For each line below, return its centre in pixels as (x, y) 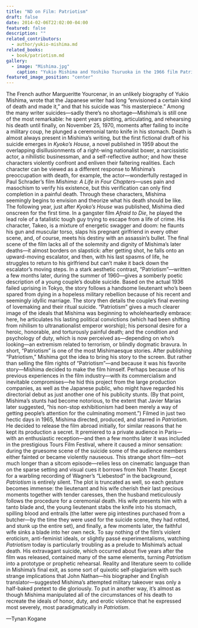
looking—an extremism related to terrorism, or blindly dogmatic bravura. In (97, 345)
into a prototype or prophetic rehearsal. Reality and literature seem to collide (99, 564)
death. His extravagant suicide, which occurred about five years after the (95, 551)
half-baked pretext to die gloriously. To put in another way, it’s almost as (93, 589)
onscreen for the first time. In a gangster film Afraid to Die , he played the (94, 213)
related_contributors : (34, 39)
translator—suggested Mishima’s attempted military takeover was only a (93, 582)
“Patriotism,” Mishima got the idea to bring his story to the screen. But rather (99, 357)
